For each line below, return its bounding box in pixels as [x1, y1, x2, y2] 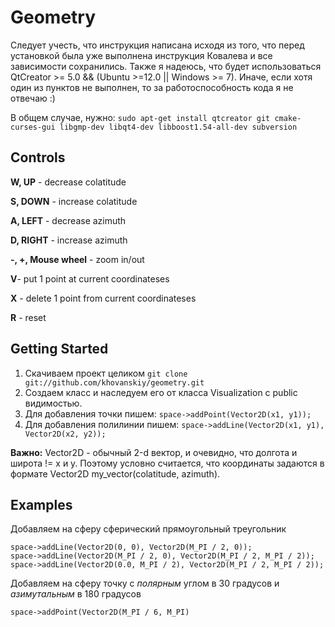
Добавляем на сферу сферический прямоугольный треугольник [10, 523, 287, 535]
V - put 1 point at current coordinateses [10, 272, 170, 285]
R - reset [10, 311, 47, 323]
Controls [10, 149, 66, 166]
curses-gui [10, 122, 56, 132]
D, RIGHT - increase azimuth [10, 234, 128, 246]
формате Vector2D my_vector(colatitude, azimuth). [10, 467, 221, 480]
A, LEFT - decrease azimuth [10, 214, 127, 226]
